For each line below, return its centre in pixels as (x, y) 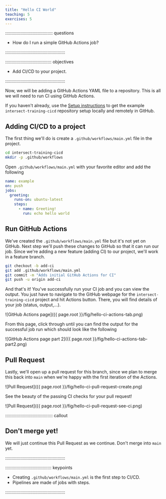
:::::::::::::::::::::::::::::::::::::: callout (36, 416)
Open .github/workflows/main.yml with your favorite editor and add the (78, 167)
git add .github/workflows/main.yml (43, 270)
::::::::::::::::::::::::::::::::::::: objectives (39, 62)
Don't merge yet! (32, 431)
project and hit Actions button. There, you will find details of (96, 300)
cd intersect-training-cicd (34, 153)
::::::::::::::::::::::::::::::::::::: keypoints (39, 467)
